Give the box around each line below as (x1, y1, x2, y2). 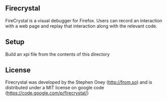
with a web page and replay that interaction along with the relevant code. (5, 23, 158, 29)
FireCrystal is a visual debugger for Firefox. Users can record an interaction (5, 17, 163, 23)
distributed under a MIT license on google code (5, 85, 105, 91)
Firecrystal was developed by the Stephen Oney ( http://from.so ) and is (5, 79, 153, 85)
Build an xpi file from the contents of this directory (5, 51, 110, 57)
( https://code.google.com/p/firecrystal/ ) (5, 90, 89, 96)
